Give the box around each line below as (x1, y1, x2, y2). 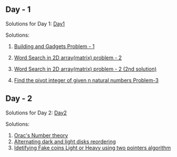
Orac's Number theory (13, 131, 68, 139)
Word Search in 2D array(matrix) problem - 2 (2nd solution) (13, 65, 157, 72)
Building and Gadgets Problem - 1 (13, 43, 95, 50)
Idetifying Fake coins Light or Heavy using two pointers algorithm (13, 144, 171, 151)
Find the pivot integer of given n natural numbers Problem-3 (13, 76, 159, 83)
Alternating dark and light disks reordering (13, 138, 116, 145)
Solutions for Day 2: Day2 (5, 109, 67, 116)
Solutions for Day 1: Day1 (5, 20, 65, 27)
